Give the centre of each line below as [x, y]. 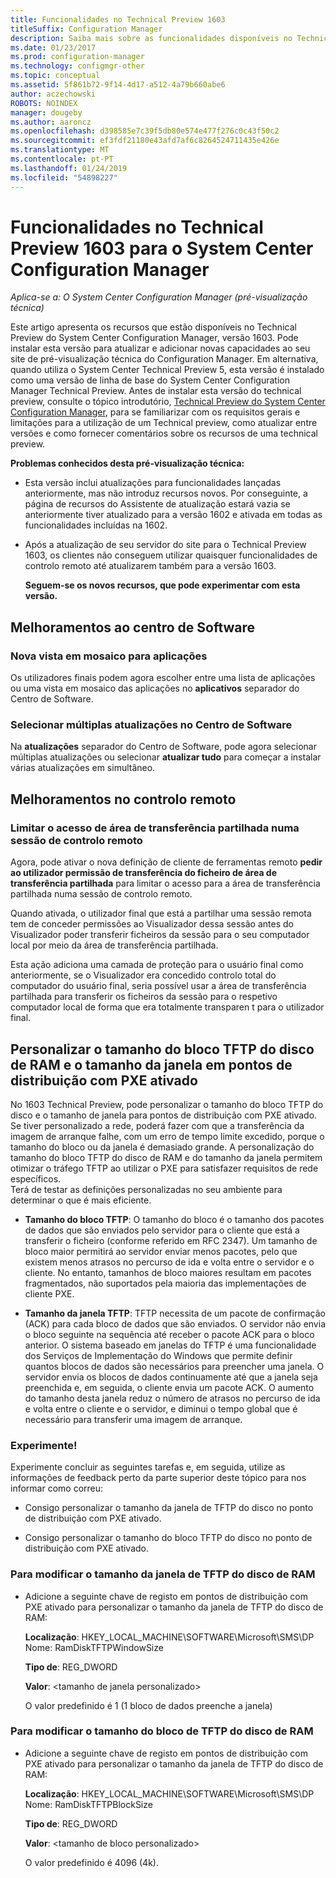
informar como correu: [57, 1488]
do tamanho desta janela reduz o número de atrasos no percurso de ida [172, 1398]
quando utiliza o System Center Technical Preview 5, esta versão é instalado [167, 370]
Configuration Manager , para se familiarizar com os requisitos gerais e [155, 412]
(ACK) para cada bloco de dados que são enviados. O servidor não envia [175, 1323]
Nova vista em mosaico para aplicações [109, 656]
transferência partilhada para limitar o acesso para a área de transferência [165, 883]
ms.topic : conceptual [55, 76]
